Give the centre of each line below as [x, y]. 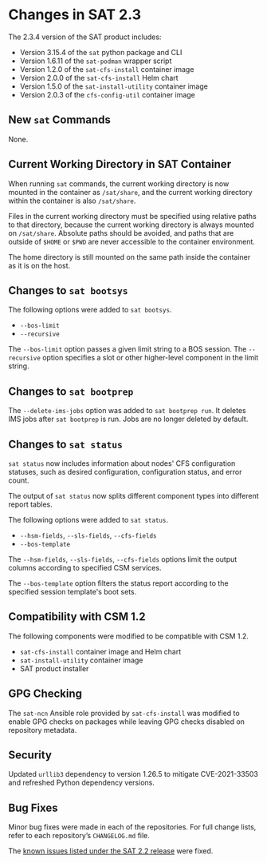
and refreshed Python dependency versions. [82, 783]
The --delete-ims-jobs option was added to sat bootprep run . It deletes [127, 411]
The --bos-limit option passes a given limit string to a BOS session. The [128, 349]
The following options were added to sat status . [88, 520]
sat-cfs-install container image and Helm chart [100, 651]
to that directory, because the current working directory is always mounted [131, 225]
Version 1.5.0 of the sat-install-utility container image [114, 86]
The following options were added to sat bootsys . [90, 310]
